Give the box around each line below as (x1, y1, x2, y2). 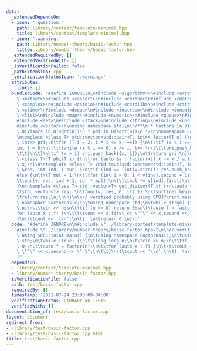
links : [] (16, 85, 41, 91)
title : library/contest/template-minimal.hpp (16, 31, 130, 36)
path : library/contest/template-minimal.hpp (16, 25, 127, 31)
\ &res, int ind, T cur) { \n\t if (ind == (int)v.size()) (16, 167, 159, 173)
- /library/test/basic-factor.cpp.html (6, 330, 104, 336)
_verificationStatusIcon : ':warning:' (11, 74, 107, 80)
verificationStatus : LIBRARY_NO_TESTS (11, 298, 107, 304)
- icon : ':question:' (11, 19, 64, 25)
